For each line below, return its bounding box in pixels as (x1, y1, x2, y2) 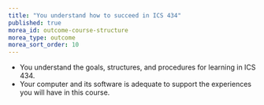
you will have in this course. (19, 88, 110, 97)
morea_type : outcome (8, 33, 76, 42)
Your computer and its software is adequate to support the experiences (19, 80, 252, 89)
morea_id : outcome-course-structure (8, 26, 128, 34)
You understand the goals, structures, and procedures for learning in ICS (19, 62, 256, 72)
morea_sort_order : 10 (8, 41, 80, 49)
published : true (8, 19, 61, 27)
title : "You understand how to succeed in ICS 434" (8, 11, 181, 20)
